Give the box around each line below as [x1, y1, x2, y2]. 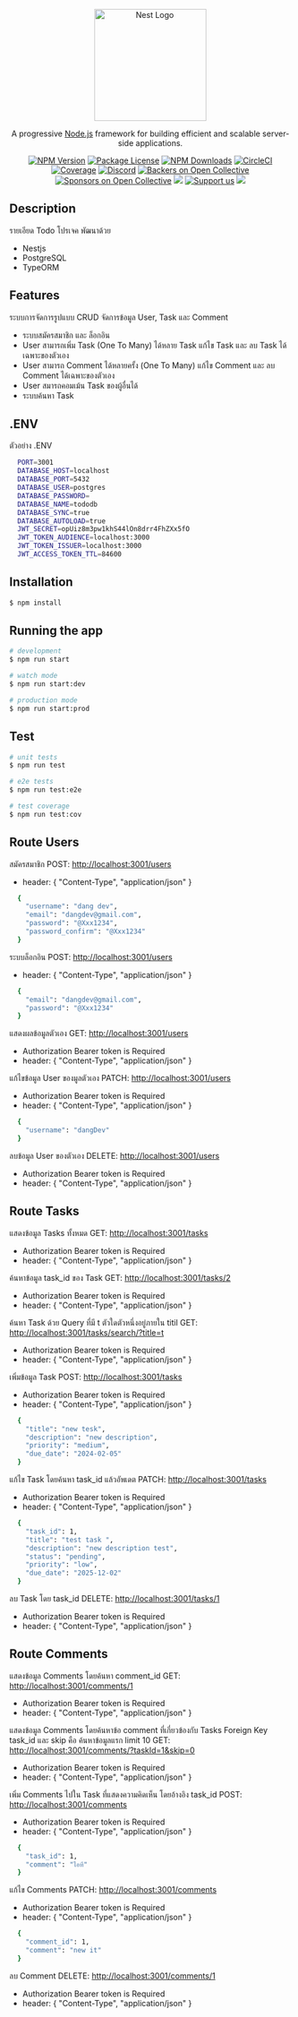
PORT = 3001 [17, 458, 54, 468]
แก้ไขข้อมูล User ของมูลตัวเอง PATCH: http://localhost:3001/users [9, 1073, 231, 1084]
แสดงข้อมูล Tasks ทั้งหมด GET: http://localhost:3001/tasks [9, 1227, 209, 1238]
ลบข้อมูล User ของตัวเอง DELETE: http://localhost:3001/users [9, 1150, 220, 1161]
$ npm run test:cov [9, 810, 82, 819]
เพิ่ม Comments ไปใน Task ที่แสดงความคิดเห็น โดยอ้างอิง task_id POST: [9, 1789, 243, 1799]
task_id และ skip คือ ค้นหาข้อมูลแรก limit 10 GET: [9, 1734, 171, 1746]
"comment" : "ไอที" [25, 1859, 88, 1869]
